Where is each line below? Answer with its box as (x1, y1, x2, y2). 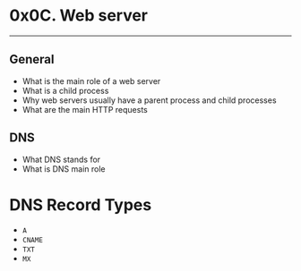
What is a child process (21, 85, 109, 96)
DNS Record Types (9, 194, 152, 215)
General (9, 52, 56, 67)
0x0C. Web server (9, 5, 149, 26)
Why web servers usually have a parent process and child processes (21, 95, 277, 106)
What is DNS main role (21, 163, 106, 174)
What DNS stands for (21, 154, 101, 165)
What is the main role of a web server (21, 75, 161, 86)
